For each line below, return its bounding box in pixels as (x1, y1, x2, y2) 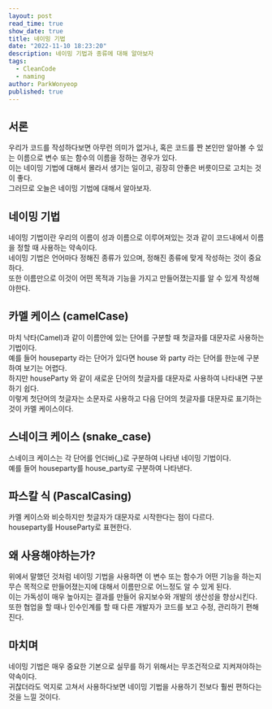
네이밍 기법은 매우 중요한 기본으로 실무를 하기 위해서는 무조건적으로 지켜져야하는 (8, 662, 262, 672)
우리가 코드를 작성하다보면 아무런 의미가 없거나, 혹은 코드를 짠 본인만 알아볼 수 (8, 143, 256, 153)
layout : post (8, 11, 53, 20)
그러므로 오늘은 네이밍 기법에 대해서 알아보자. (8, 184, 152, 194)
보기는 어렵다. (23, 363, 67, 372)
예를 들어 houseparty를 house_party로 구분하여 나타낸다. (8, 463, 192, 472)
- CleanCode (15, 65, 57, 73)
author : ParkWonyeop (8, 80, 79, 88)
